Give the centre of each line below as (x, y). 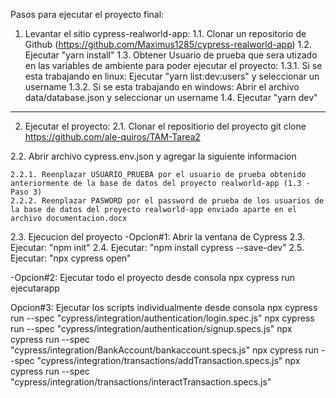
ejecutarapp (35, 288)
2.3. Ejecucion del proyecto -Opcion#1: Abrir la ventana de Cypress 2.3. (158, 237)
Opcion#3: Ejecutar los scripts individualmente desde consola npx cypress (164, 307)
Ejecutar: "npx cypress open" (71, 258)
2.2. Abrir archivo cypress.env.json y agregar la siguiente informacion (153, 156)
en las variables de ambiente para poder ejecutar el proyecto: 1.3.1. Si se (173, 65)
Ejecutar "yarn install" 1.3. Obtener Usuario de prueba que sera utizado (171, 55)
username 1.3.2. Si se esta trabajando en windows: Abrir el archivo (162, 87)
